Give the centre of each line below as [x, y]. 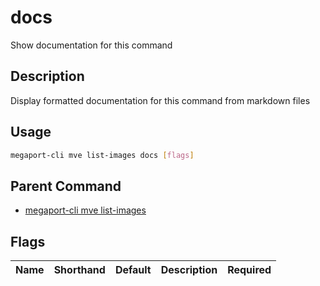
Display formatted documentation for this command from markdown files [160, 100]
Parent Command [66, 186]
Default [133, 270]
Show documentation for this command [91, 45]
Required [249, 270]
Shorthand [79, 270]
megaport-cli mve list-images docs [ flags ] [102, 155]
